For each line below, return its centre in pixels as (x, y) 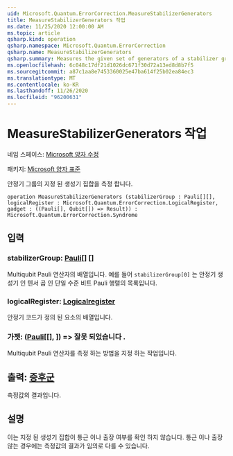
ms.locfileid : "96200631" (44, 98)
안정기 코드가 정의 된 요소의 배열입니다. (60, 317)
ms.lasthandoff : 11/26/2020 (48, 91)
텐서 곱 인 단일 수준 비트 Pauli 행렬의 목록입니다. (92, 283)
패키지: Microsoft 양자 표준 (44, 169)
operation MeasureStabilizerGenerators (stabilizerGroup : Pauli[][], (111, 197)
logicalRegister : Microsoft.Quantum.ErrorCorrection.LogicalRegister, (113, 203)
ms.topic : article (34, 33)
